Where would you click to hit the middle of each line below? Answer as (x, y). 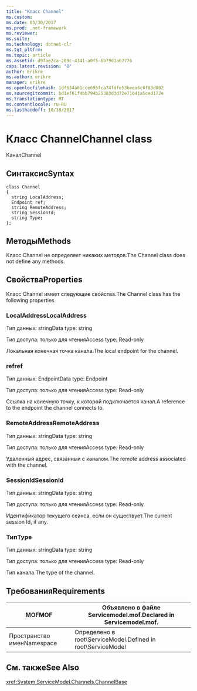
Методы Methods (39, 241)
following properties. (31, 300)
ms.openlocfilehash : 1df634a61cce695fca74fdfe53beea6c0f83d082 (85, 88)
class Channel (23, 187)
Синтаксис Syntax (40, 173)
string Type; (27, 218)
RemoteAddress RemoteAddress (53, 423)
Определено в (95, 632)
